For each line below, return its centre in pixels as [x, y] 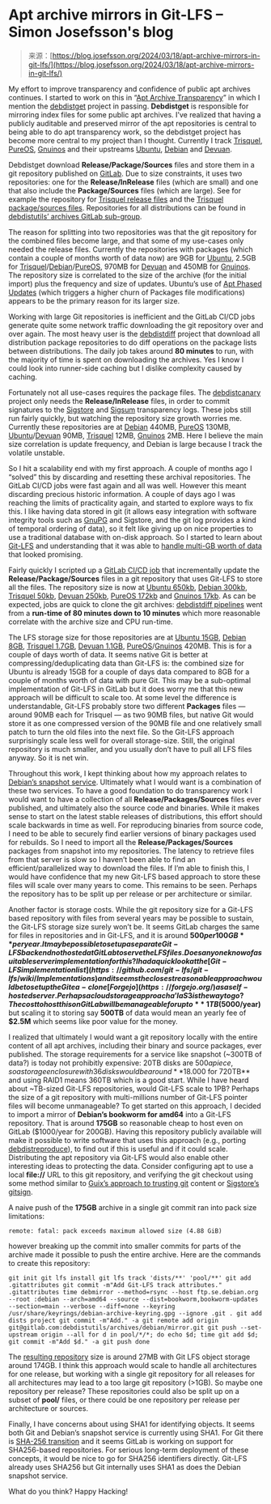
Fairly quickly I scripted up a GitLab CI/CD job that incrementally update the [134, 570]
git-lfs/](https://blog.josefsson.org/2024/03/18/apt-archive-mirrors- [141, 64]
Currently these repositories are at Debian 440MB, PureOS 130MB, [120, 427]
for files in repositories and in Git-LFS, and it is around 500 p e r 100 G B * [126, 935]
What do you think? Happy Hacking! [68, 1491]
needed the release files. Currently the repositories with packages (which [131, 249]
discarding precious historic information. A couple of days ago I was [122, 494]
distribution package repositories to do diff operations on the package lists [133, 342]
